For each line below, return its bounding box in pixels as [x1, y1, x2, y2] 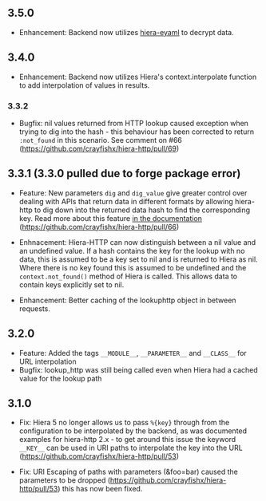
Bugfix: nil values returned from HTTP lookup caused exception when [18, 118, 249, 128]
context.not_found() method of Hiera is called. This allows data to [18, 271, 238, 281]
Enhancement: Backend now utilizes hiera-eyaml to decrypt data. [18, 27, 234, 37]
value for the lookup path [18, 373, 102, 383]
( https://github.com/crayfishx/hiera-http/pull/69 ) [18, 144, 180, 153]
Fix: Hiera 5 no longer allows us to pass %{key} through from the [18, 418, 230, 428]
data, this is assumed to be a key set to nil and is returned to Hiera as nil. [18, 254, 258, 264]
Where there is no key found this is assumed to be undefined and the [18, 262, 247, 272]
